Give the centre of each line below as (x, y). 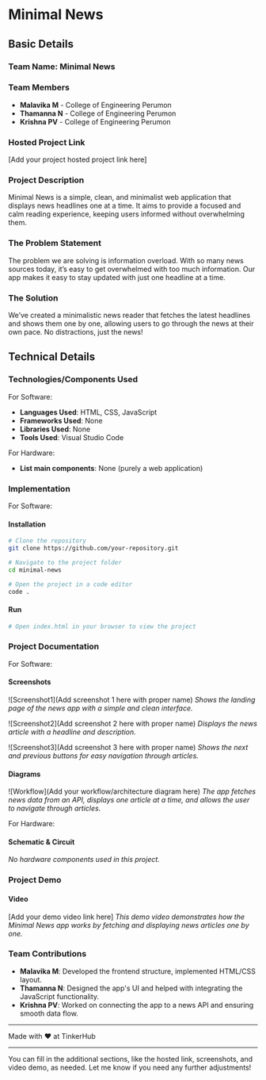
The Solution (33, 297)
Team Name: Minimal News (62, 67)
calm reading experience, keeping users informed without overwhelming (127, 214)
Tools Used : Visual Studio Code (72, 437)
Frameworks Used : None (61, 420)
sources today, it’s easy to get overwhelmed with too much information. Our (132, 269)
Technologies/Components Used (73, 380)
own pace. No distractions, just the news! (76, 331)
